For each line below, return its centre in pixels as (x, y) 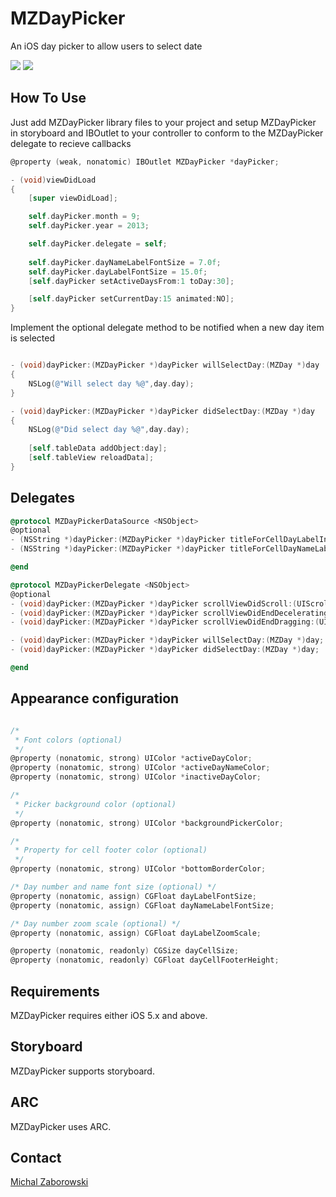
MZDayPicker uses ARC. (61, 1126)
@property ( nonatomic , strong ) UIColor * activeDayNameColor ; (140, 768)
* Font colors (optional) (68, 740)
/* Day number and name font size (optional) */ (113, 887)
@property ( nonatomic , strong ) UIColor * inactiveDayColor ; (136, 777)
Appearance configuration (95, 698)
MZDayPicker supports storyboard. (82, 1071)
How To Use (48, 98)
